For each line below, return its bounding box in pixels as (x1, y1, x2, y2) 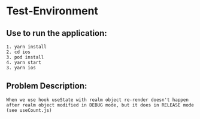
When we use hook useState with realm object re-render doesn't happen (6, 97, 189, 103)
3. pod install (6, 54, 44, 60)
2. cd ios (6, 49, 31, 55)
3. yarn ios (6, 65, 36, 71)
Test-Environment (6, 4, 99, 18)
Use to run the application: (6, 28, 108, 38)
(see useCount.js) (6, 107, 52, 113)
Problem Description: (6, 81, 87, 91)
